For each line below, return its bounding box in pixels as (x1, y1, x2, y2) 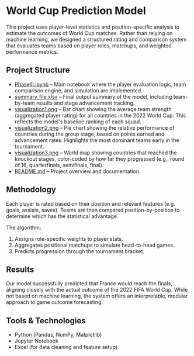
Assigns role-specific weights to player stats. (14, 235, 123, 242)
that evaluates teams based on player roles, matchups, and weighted (6, 42, 172, 49)
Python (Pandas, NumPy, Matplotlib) (14, 331, 102, 338)
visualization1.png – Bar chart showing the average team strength (14, 105, 172, 112)
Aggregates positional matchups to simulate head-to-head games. (14, 241, 175, 248)
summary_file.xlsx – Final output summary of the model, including (14, 93, 172, 100)
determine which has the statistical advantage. (6, 212, 119, 220)
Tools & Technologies (6, 316, 86, 326)
